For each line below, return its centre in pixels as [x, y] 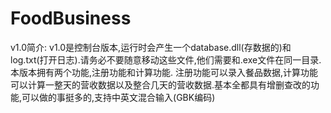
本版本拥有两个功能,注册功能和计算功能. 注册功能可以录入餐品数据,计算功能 [164, 72]
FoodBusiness [71, 18]
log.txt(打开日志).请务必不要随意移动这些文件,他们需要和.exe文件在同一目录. [166, 59]
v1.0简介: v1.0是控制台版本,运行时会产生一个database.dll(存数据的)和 [151, 47]
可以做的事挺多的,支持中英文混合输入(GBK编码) [118, 97]
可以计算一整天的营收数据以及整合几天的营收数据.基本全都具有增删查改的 [161, 84]
